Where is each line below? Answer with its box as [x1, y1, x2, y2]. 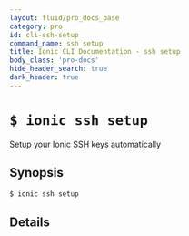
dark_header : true [9, 73, 79, 82]
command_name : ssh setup [9, 38, 104, 48]
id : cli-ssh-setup [9, 30, 79, 39]
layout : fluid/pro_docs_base [9, 13, 120, 23]
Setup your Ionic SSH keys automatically [9, 139, 162, 149]
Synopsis [9, 165, 64, 180]
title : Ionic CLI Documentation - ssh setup [9, 47, 181, 56]
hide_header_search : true [9, 65, 107, 74]
